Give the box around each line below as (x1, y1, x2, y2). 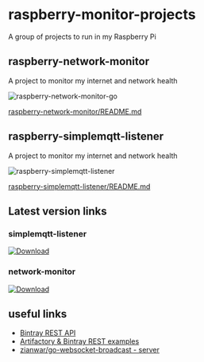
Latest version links (8, 204, 107, 218)
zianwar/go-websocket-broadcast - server (19, 345, 160, 355)
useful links (8, 307, 67, 321)
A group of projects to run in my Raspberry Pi (8, 32, 156, 41)
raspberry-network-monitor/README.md (8, 106, 142, 116)
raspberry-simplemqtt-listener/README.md (8, 181, 151, 191)
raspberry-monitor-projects (8, 6, 196, 24)
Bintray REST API (19, 328, 76, 338)
